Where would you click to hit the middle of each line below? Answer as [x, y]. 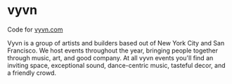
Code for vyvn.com [35, 29]
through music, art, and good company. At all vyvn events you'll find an [110, 57]
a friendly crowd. [32, 73]
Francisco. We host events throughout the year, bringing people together [113, 50]
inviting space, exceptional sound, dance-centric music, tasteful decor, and [117, 65]
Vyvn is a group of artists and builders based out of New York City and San [116, 43]
